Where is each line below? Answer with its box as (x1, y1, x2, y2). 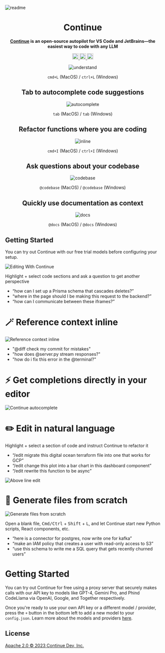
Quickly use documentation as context (22, 199, 144, 207)
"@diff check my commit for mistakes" (12, 345, 91, 352)
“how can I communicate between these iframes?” (12, 299, 115, 304)
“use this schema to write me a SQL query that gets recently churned (12, 546, 153, 551)
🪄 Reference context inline (5, 317, 118, 328)
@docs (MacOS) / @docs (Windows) (48, 222, 117, 228)
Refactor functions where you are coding (19, 125, 147, 134)
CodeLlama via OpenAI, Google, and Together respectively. (5, 595, 126, 601)
